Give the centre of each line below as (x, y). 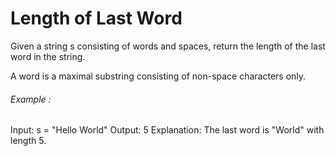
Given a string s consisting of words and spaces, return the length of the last (168, 46)
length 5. (28, 141)
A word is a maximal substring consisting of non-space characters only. (158, 76)
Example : (31, 99)
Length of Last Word (96, 18)
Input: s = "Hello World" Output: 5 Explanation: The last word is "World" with (167, 130)
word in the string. (48, 56)
